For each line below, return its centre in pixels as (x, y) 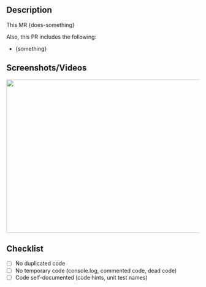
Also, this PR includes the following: (51, 37)
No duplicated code (40, 264)
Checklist (25, 249)
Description (29, 10)
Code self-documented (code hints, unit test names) (82, 277)
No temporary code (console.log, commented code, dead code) (96, 270)
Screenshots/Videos (47, 68)
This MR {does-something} (40, 25)
